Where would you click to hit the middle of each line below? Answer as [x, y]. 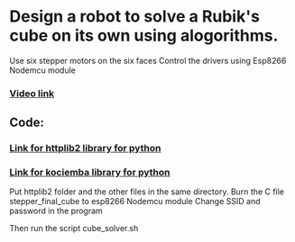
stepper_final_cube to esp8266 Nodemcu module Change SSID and [135, 202]
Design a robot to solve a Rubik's [134, 17]
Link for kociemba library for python [90, 173]
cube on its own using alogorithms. [144, 36]
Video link [32, 94]
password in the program [56, 211]
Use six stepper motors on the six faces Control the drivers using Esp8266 [148, 60]
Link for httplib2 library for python [85, 148]
